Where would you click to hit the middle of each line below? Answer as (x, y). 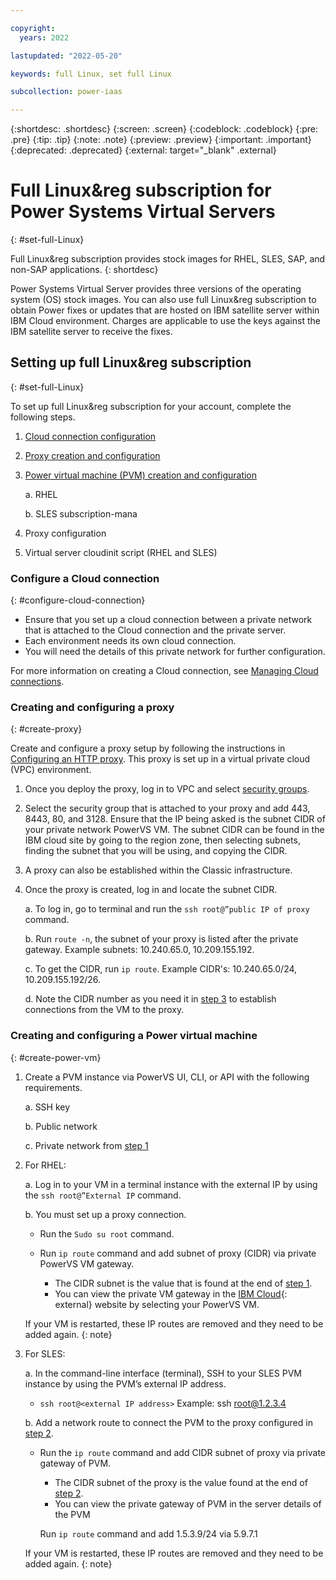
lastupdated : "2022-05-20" (66, 56)
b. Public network (61, 1126)
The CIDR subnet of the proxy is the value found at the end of (181, 1482)
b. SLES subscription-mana (81, 513)
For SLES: (45, 1353)
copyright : (33, 28)
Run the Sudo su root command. (107, 1233)
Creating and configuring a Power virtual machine (134, 1036)
